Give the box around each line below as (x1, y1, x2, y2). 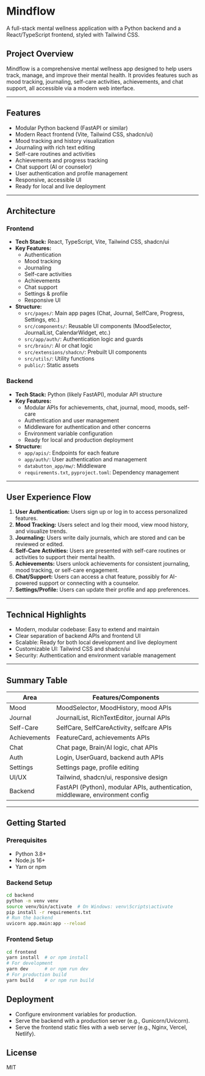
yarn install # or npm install (6, 954, 88, 961)
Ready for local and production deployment (24, 436, 134, 444)
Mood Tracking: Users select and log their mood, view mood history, (15, 521, 189, 529)
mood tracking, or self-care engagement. (15, 566, 119, 574)
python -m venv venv (6, 898, 59, 904)
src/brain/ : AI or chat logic (24, 342, 93, 350)
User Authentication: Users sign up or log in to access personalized (15, 508, 188, 516)
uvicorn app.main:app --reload (6, 921, 86, 927)
